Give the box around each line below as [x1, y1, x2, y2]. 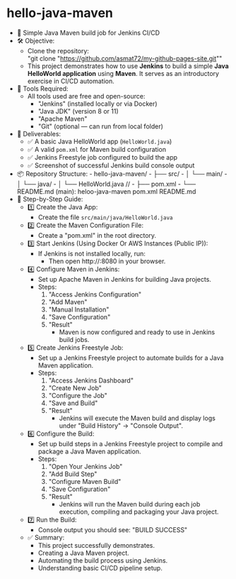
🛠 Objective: [16, 36, 55, 45]
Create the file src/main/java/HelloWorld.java [37, 213, 173, 221]
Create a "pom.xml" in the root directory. [37, 231, 157, 239]
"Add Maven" [48, 297, 88, 306]
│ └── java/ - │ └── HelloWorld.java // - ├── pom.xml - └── [16, 180, 196, 188]
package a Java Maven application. [37, 447, 141, 456]
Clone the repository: [27, 46, 90, 55]
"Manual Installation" [48, 305, 110, 314]
